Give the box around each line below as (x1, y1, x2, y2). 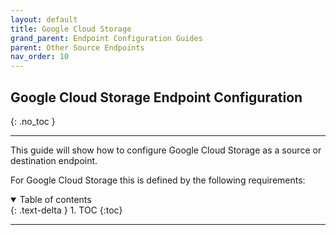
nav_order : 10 (10, 52, 70, 62)
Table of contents (19, 193, 92, 205)
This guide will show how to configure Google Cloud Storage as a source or (10, 144, 322, 156)
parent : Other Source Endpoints (10, 42, 145, 53)
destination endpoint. (10, 154, 98, 166)
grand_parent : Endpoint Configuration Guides (10, 33, 203, 43)
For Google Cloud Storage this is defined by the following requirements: (10, 174, 306, 186)
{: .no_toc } (10, 115, 56, 127)
